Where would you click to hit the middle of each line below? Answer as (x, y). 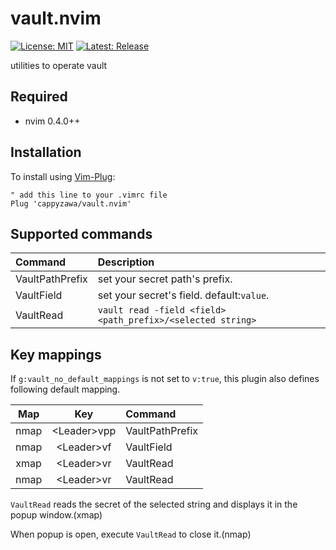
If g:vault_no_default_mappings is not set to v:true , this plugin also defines (165, 379)
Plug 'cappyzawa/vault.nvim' (71, 203)
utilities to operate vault (59, 65)
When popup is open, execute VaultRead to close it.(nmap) (131, 534)
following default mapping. (65, 389)
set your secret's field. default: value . (183, 295)
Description (126, 262)
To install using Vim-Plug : (63, 176)
